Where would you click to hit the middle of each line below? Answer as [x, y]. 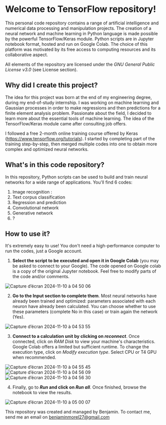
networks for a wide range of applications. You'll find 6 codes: [69, 182]
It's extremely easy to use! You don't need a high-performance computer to [83, 246]
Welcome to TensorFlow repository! [81, 9]
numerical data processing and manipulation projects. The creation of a [78, 28]
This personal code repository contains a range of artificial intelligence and [82, 23]
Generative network [33, 213]
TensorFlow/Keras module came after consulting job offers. [66, 123]
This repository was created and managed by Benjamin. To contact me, [78, 412]
